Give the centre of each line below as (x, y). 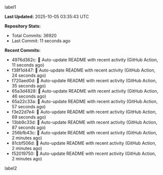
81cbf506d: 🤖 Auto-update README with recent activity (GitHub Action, (84, 143)
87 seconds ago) (29, 127)
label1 (11, 7)
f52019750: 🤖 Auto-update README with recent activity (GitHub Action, (84, 153)
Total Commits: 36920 (34, 36)
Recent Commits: (23, 50)
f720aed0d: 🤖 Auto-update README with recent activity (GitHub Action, (84, 81)
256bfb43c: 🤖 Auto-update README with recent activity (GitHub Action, (84, 133)
